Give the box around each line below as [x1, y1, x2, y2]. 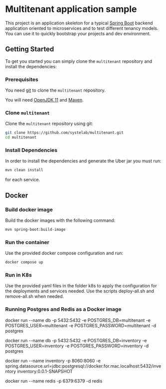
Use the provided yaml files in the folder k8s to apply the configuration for [5, 283, 157, 289]
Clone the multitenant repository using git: [5, 121, 93, 127]
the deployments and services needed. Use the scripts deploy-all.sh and [5, 288, 155, 294]
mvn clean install [5, 168, 43, 173]
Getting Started [5, 45, 54, 53]
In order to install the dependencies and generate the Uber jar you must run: [5, 158, 162, 164]
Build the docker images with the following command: [5, 217, 116, 223]
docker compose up [5, 260, 43, 265]
